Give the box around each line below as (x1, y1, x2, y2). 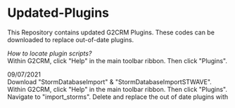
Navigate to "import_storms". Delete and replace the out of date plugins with (7, 93, 229, 101)
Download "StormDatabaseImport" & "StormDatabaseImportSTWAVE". (7, 77, 212, 86)
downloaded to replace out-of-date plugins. (7, 35, 134, 43)
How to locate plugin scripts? (7, 49, 92, 58)
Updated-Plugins (7, 5, 110, 21)
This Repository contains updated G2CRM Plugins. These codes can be (7, 28, 215, 36)
